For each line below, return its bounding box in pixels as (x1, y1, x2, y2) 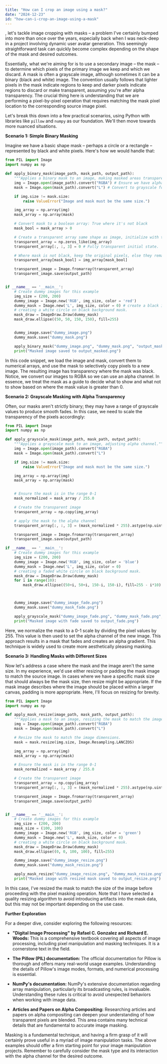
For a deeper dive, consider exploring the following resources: (5, 920, 133, 926)
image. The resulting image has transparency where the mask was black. (5, 368, 155, 374)
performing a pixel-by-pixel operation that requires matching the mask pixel (5, 98, 160, 104)
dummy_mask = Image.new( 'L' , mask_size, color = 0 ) (14, 835, 123, 840)
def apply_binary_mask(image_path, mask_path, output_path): (5, 171, 135, 177)
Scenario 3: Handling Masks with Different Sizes (5, 653, 107, 659)
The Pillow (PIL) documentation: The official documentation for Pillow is (12, 955, 162, 961)
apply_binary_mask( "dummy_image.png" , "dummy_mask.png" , (14, 344, 135, 349)
